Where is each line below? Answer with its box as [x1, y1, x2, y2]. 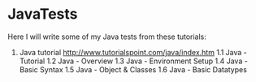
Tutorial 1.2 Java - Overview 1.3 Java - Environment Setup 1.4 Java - [19, 56, 249, 66]
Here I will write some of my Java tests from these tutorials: [7, 32, 206, 41]
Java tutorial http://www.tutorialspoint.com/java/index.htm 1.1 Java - [19, 47, 247, 57]
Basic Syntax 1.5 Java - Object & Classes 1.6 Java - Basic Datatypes [19, 64, 247, 74]
